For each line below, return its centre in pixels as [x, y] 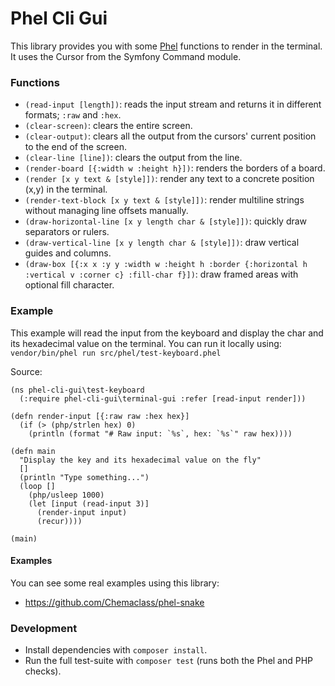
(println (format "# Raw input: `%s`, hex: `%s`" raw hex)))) [160, 433]
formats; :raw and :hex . [73, 115]
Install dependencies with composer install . [116, 650]
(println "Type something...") [84, 477]
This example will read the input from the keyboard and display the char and [167, 333]
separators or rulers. [67, 232]
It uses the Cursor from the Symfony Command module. [126, 56]
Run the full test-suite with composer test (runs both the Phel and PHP [169, 661]
